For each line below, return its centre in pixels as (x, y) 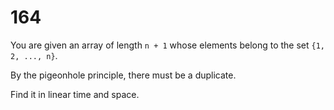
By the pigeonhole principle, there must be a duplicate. (123, 75)
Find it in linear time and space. (75, 94)
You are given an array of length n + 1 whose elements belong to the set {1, (167, 45)
